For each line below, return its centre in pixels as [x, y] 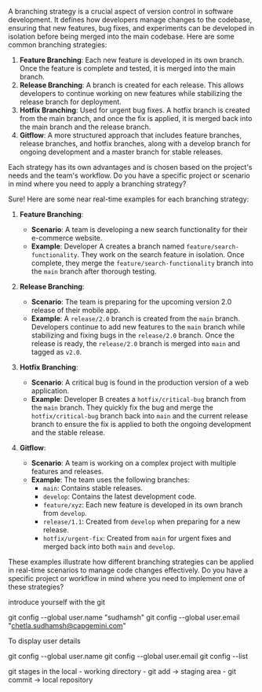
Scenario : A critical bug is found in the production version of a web [140, 382]
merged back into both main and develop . [109, 547]
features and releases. [67, 471]
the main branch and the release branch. [85, 127]
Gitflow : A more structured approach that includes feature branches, [130, 135]
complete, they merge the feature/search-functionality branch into [142, 263]
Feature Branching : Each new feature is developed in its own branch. [132, 60]
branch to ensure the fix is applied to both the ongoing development [141, 424]
